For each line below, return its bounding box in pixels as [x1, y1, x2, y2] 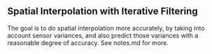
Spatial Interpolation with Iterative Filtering [7, 6, 198, 17]
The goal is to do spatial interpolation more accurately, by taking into [7, 24, 205, 32]
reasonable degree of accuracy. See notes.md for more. [7, 38, 169, 47]
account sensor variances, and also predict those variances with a [7, 31, 199, 39]
